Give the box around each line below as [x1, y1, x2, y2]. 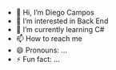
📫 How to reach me [15, 34, 82, 43]
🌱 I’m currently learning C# [15, 25, 105, 34]
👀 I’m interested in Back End [15, 16, 109, 26]
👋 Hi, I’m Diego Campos [15, 8, 94, 17]
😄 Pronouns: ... [15, 45, 68, 55]
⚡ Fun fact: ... [15, 55, 60, 64]
